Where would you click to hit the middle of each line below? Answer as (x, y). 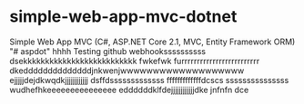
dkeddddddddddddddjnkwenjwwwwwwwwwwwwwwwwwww (127, 71)
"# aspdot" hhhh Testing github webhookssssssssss (108, 51)
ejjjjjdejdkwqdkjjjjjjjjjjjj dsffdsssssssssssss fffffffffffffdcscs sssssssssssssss (149, 80)
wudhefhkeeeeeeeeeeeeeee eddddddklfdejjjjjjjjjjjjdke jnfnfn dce (129, 90)
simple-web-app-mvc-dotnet (123, 17)
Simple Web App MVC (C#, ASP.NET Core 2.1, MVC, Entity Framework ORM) (152, 42)
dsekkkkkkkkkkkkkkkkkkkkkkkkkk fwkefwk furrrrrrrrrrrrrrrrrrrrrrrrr (135, 61)
